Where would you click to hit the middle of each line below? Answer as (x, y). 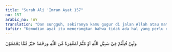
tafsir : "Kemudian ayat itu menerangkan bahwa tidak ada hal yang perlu (84, 29)
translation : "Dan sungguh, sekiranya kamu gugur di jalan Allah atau (82, 24)
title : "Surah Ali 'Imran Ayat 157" (44, 10)
